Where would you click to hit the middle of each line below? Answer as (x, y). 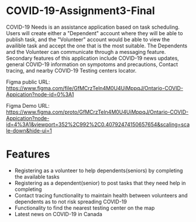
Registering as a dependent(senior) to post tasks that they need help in (100, 183)
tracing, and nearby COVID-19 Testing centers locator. (71, 70)
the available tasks (37, 176)
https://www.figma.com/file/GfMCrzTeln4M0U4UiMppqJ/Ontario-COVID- (94, 88)
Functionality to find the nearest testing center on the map (85, 208)
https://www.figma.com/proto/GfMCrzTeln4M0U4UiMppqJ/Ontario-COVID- (97, 112)
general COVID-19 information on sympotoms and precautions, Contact (92, 64)
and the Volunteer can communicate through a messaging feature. (86, 52)
